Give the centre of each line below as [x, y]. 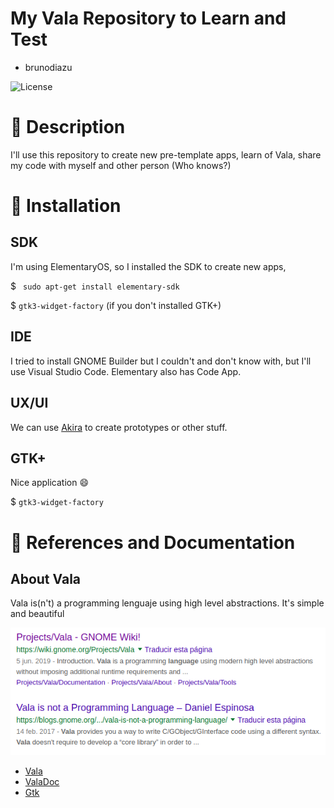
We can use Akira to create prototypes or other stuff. [119, 427]
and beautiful [37, 614]
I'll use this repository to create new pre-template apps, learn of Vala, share [166, 154]
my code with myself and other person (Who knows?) [121, 165]
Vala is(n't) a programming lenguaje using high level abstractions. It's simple [167, 603]
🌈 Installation [66, 206]
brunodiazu [48, 67]
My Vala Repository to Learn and [148, 18]
